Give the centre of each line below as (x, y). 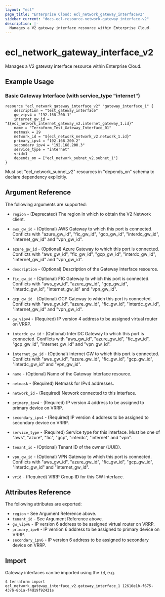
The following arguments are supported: (46, 204)
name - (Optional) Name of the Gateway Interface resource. (72, 373)
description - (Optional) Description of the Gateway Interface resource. (85, 269)
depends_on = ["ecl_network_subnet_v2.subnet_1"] (66, 158)
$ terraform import (25, 582)
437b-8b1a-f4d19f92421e (30, 591)
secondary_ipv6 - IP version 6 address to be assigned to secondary (81, 540)
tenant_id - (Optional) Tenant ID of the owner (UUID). (67, 447)
